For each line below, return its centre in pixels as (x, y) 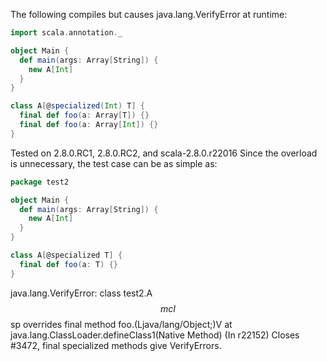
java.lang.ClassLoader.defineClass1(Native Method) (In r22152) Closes (155, 335)
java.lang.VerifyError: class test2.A (81, 293)
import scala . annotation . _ (66, 33)
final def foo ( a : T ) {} (68, 264)
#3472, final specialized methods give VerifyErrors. (116, 345)
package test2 (40, 182)
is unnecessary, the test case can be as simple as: (114, 163)
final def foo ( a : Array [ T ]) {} (84, 115)
